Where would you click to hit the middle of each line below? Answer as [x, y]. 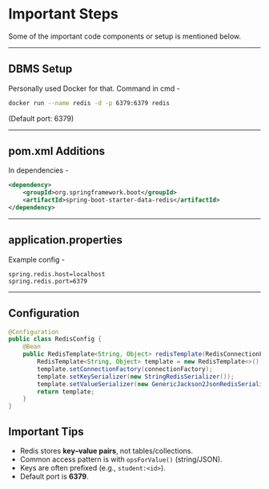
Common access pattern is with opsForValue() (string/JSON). [121, 459]
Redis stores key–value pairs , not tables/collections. [106, 451]
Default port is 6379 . [54, 476]
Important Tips [46, 432]
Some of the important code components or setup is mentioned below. [125, 36]
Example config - [37, 259]
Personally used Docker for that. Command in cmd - [94, 88]
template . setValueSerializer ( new [93, 384]
